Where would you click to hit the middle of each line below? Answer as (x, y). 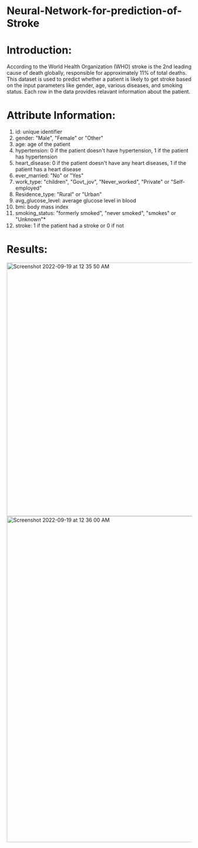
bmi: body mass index (42, 207)
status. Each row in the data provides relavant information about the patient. (98, 92)
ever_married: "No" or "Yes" (49, 175)
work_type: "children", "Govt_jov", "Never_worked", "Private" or (92, 182)
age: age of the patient (43, 144)
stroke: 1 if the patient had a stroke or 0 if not (69, 226)
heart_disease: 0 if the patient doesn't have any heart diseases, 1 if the (101, 163)
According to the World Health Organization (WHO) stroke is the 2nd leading (99, 67)
